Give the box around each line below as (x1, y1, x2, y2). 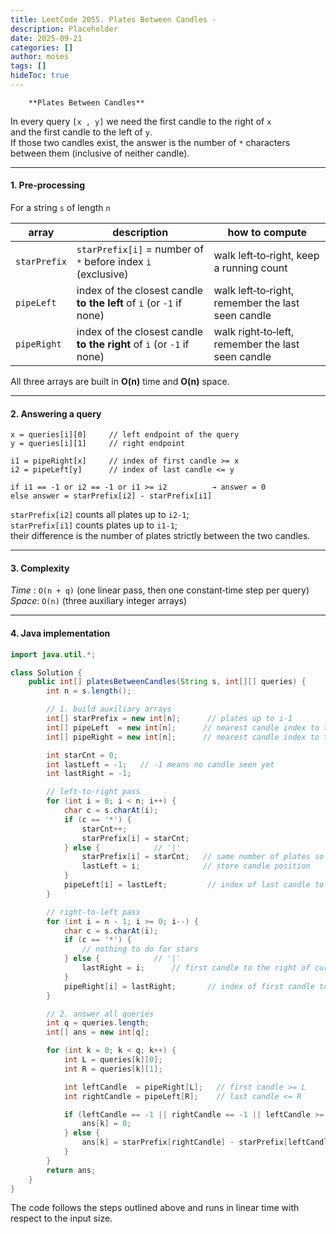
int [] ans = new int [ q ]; (46, 1027, 150, 1038)
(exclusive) (76, 267, 129, 281)
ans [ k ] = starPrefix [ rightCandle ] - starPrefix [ (81, 1137, 288, 1148)
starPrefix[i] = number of (76, 242, 205, 256)
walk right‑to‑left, (213, 325, 295, 339)
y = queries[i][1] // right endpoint (10, 439, 186, 449)
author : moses (10, 52, 70, 62)
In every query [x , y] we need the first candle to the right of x (10, 115, 272, 127)
